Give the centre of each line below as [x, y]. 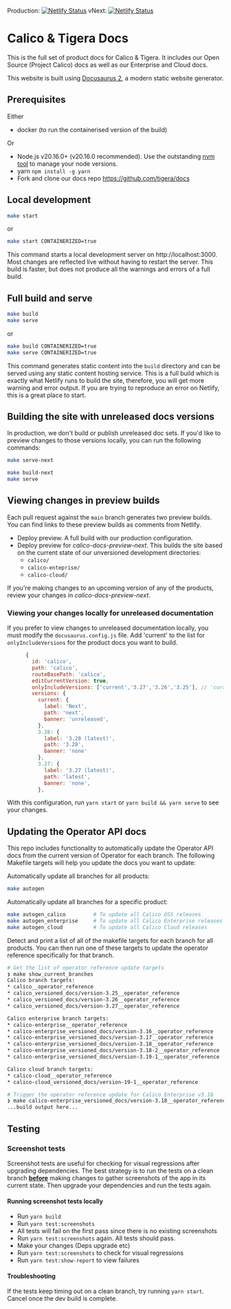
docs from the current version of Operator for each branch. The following [111, 855]
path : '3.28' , [64, 745]
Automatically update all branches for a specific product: [88, 902]
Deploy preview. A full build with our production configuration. [105, 538]
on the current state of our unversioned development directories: [109, 552]
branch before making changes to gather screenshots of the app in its [107, 1178]
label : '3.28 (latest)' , [79, 738]
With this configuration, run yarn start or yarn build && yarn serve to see [113, 802]
